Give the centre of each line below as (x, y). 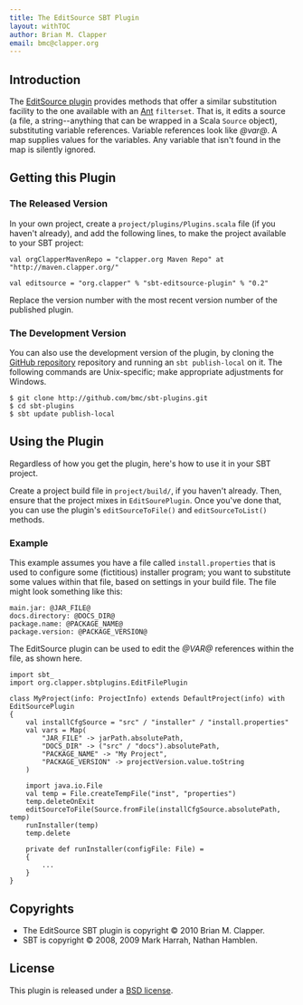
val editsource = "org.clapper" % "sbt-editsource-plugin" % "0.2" (139, 283)
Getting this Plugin (63, 178)
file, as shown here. (46, 658)
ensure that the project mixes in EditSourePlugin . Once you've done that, (146, 500)
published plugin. (42, 310)
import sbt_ (32, 675)
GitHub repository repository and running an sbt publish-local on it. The (146, 362)
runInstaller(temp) (62, 826)
